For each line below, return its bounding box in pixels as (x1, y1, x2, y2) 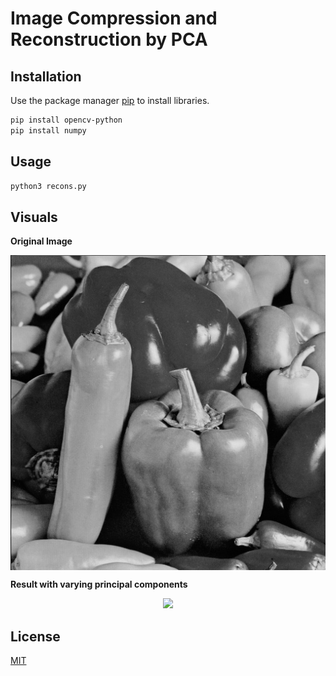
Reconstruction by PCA (10, 28, 208, 51)
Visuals (10, 208, 58, 226)
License (10, 628, 61, 645)
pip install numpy (10, 125, 87, 136)
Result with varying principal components (10, 578, 188, 591)
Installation (10, 68, 82, 85)
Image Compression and (10, 7, 218, 30)
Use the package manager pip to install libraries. (10, 95, 210, 106)
